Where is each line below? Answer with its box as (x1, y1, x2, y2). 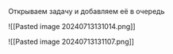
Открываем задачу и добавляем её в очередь (8, 7, 165, 16)
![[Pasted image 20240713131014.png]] (8, 22, 136, 31)
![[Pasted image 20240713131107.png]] (8, 37, 135, 46)
